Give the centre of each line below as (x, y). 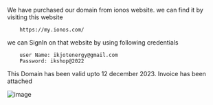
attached (20, 81)
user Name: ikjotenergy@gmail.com (69, 55)
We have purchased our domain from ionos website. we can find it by (105, 10)
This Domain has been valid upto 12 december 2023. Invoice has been (106, 74)
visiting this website (35, 17)
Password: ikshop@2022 (52, 61)
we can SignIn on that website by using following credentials (93, 43)
